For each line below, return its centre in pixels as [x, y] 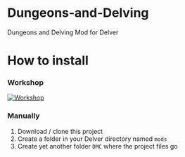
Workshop [26, 83]
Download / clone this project [60, 131]
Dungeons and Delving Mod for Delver [63, 32]
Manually [24, 116]
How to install [48, 61]
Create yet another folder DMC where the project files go [97, 146]
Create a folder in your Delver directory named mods [92, 139]
